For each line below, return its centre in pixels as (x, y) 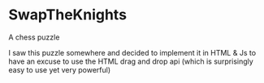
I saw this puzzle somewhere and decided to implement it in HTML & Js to (132, 52)
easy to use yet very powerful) (60, 69)
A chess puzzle (34, 37)
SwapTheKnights (68, 15)
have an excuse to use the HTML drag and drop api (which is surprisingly (131, 61)
